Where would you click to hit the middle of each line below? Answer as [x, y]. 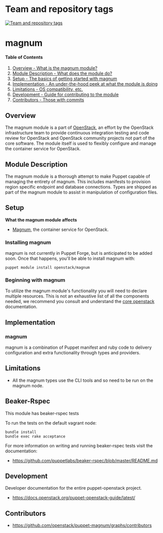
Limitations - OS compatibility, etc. [47, 89]
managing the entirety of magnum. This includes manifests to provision [78, 181]
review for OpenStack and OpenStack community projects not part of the [80, 138]
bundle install [21, 432]
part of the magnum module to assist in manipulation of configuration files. [81, 192]
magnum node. [28, 385]
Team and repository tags [59, 9]
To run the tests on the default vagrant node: [51, 423]
